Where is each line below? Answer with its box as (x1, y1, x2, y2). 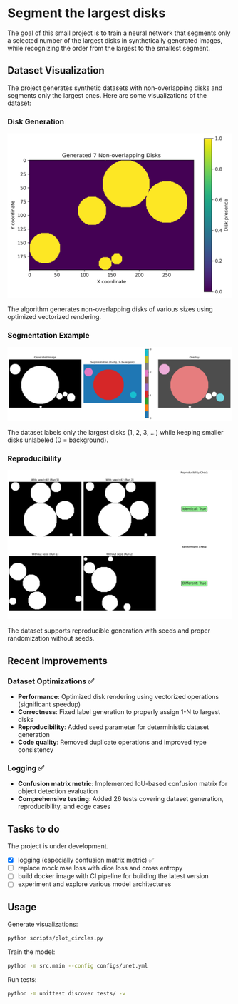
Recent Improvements (7, 655, 108, 667)
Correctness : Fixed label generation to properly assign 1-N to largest (17, 708, 221, 716)
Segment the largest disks (7, 5, 166, 21)
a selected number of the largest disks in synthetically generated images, (7, 36, 223, 44)
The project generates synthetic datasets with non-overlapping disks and (7, 84, 223, 92)
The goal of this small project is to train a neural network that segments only (7, 29, 231, 37)
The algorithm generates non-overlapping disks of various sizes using (7, 305, 214, 313)
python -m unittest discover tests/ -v (7, 990, 126, 997)
